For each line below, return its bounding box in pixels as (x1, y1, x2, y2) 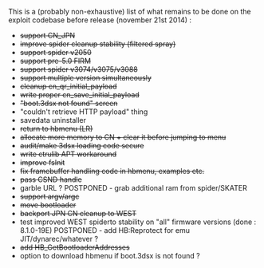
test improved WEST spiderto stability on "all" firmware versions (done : (19, 217, 257, 227)
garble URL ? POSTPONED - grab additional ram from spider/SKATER (19, 183, 247, 192)
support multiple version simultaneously (19, 73, 152, 82)
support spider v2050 (19, 48, 92, 57)
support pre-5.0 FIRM (19, 56, 92, 65)
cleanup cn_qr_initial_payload (19, 81, 117, 91)
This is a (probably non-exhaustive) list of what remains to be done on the (8, 7, 251, 16)
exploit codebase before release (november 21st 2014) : (8, 15, 192, 25)
